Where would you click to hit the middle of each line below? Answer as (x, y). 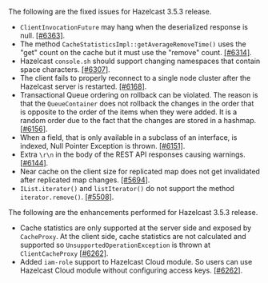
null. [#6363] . (42, 36)
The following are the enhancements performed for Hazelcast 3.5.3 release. (133, 212)
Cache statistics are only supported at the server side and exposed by (136, 228)
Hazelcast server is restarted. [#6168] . (83, 86)
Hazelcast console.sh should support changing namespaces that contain (140, 61)
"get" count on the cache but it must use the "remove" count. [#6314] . (136, 52)
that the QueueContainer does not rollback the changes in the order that (137, 104)
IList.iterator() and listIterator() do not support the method (127, 188)
